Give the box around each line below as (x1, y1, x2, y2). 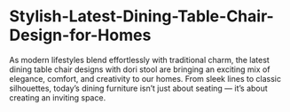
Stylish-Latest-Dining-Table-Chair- (9, 6, 275, 27)
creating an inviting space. (9, 92, 106, 103)
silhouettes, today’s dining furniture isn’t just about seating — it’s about (9, 83, 268, 93)
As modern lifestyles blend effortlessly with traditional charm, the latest (9, 54, 270, 65)
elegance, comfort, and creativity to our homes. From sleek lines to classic (9, 73, 282, 84)
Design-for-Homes (9, 25, 152, 45)
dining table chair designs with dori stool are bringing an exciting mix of (9, 64, 270, 75)
